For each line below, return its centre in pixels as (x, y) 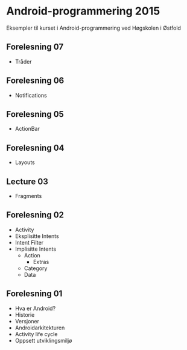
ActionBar (27, 129)
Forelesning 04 (35, 147)
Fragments (28, 196)
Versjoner (27, 321)
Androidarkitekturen (40, 328)
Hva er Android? (35, 308)
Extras (41, 262)
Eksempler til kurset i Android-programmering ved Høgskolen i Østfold (93, 28)
